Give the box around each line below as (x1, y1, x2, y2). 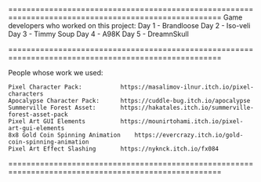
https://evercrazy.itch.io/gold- (134, 131, 244, 139)
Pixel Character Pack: (8, 83, 82, 91)
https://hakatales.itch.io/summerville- (120, 104, 255, 111)
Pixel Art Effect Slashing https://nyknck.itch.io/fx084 (8, 145, 219, 153)
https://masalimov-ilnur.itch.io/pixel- (120, 83, 255, 91)
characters (8, 90, 44, 98)
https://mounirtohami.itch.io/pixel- (120, 118, 244, 126)
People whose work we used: (8, 68, 103, 77)
